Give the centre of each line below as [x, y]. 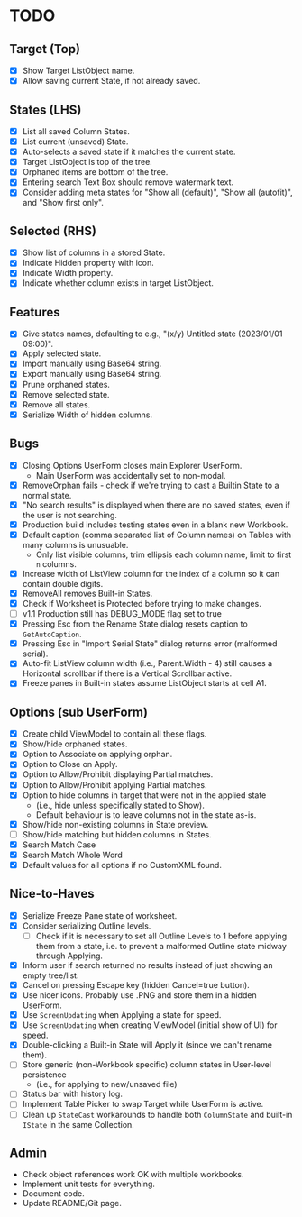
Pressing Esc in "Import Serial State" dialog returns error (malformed [150, 644]
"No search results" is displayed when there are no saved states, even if [156, 505]
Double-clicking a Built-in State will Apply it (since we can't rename [147, 1045]
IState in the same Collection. [78, 1124]
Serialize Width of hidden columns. [87, 415]
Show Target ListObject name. [78, 70]
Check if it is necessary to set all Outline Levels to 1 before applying [161, 936]
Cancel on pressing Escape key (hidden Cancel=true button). [136, 985]
